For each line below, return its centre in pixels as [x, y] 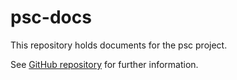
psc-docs [51, 17]
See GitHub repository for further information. [104, 64]
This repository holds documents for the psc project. [119, 45]
